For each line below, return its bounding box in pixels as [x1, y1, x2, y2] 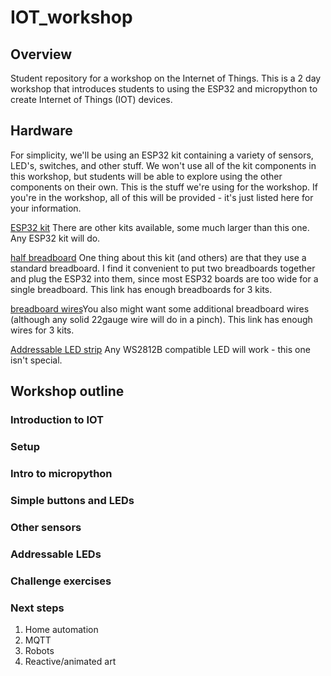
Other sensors [10, 520, 82, 534]
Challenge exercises [10, 574, 112, 588]
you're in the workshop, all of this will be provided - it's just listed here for [10, 191, 314, 203]
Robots [24, 644, 55, 656]
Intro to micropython [10, 466, 113, 480]
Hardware [10, 122, 73, 140]
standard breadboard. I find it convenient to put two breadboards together [10, 262, 316, 274]
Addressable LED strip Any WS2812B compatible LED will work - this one [10, 343, 311, 355]
